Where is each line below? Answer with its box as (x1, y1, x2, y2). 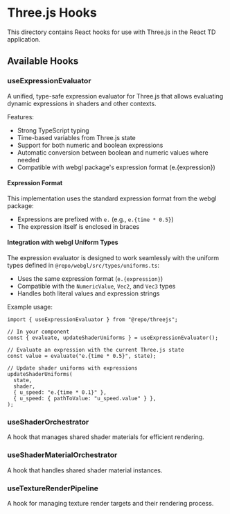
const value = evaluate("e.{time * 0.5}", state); (7, 352, 157, 360)
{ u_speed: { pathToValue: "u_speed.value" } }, (13, 395, 157, 402)
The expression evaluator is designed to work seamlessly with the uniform (7, 254, 220, 262)
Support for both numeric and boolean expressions (17, 141, 163, 149)
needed (17, 155, 39, 164)
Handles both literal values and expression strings (17, 289, 160, 298)
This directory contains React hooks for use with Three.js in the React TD (7, 28, 216, 36)
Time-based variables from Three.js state (17, 133, 136, 142)
